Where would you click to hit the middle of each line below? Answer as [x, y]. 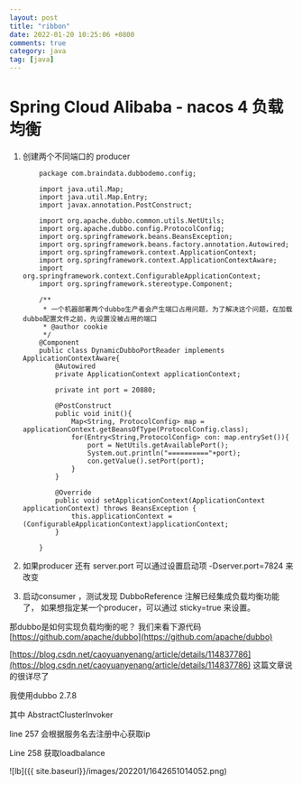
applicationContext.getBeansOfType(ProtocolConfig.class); [136, 429]
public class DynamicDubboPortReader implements [132, 350]
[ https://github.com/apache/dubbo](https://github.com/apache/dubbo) [141, 636]
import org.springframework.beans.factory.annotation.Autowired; [165, 245]
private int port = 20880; [106, 390]
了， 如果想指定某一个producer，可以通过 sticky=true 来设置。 [138, 607]
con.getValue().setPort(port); [146, 461]
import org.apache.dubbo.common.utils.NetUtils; [132, 221]
